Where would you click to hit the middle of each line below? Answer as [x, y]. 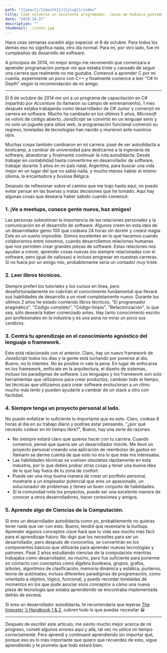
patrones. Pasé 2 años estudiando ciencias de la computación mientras [78, 553]
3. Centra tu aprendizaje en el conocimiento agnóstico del [76, 336]
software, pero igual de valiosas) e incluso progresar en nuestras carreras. [82, 257]
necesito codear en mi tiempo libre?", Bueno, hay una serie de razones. [78, 429]
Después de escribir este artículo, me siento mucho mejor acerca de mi [78, 624]
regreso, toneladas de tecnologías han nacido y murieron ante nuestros [78, 130]
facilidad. [15, 395]
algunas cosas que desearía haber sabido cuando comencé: [67, 196]
